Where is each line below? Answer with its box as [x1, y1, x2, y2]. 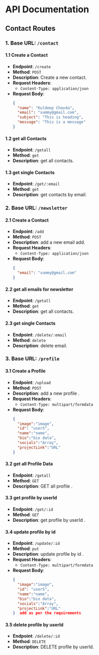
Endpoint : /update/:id [12, 540, 60, 546]
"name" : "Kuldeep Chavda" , [17, 105, 75, 111]
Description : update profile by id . [12, 551, 84, 557]
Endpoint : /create [12, 63, 51, 70]
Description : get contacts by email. [12, 192, 87, 198]
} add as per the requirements [12, 610, 81, 616]
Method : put [12, 545, 39, 552]
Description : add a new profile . [12, 390, 80, 396]
